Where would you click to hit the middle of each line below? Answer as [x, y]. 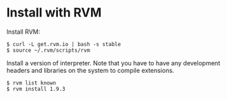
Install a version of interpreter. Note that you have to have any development [113, 63]
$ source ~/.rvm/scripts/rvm [48, 50]
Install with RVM [54, 13]
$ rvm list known [31, 83]
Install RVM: [23, 32]
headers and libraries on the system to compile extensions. [90, 70]
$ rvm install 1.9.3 [36, 89]
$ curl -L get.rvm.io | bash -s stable [64, 44]
